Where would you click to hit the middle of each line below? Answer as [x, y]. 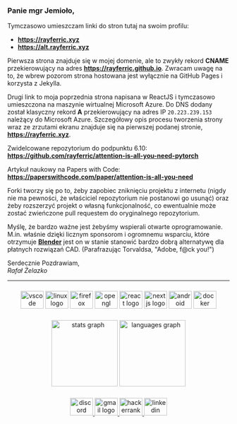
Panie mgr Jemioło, [41, 11]
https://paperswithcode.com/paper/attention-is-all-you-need [101, 177]
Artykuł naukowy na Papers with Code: [64, 170]
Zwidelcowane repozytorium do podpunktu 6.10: [78, 148]
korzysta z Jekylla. [35, 83]
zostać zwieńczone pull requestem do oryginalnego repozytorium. [104, 213]
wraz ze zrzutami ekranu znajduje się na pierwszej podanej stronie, [105, 127]
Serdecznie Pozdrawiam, [43, 263]
